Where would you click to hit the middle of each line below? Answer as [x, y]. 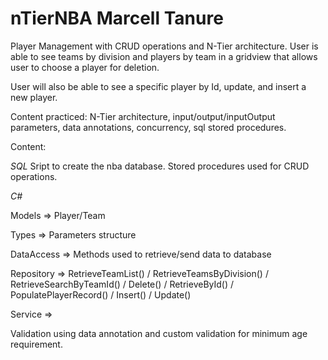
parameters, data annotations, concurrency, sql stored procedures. [148, 127]
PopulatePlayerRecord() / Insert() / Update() [101, 294]
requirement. [36, 344]
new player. [34, 97]
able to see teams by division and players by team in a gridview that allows [164, 56]
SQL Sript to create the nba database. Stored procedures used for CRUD [160, 166]
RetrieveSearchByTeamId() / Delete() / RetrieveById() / [122, 284]
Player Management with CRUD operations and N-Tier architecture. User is [164, 46]
